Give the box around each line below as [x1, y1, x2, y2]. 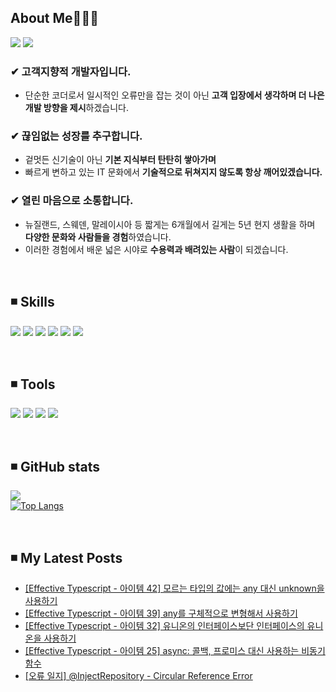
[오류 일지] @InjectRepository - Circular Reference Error [24, 669, 253, 681]
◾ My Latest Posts [10, 549, 123, 566]
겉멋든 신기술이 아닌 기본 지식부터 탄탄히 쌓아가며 [24, 154, 217, 166]
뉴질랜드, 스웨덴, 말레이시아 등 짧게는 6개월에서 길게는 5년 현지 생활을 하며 [24, 218, 316, 230]
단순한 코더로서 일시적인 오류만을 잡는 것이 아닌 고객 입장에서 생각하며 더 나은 [24, 89, 325, 101]
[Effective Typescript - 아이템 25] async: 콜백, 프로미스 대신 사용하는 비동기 [24, 644, 326, 656]
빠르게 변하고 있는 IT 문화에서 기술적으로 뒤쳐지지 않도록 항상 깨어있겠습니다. [24, 166, 323, 178]
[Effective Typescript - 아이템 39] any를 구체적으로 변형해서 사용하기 [24, 607, 298, 619]
